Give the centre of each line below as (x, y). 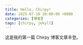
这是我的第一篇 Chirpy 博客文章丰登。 (43, 37)
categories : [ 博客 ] (24, 18)
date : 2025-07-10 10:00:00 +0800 (39, 14)
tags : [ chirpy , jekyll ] (29, 23)
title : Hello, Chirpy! (28, 9)
